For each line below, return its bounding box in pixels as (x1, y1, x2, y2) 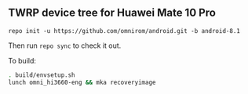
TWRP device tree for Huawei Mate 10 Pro (8, 6, 216, 20)
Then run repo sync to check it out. (8, 41, 122, 50)
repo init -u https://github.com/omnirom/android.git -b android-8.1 (8, 27, 241, 34)
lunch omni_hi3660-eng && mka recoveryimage (8, 78, 156, 86)
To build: (8, 56, 37, 65)
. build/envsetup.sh (8, 70, 76, 79)
